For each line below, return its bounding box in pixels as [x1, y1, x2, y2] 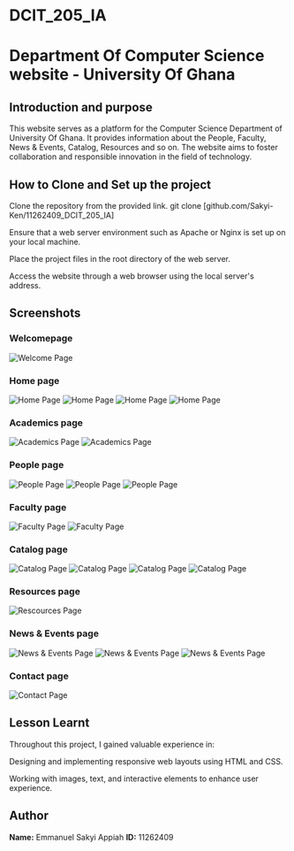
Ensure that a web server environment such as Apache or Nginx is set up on [9, 227, 286, 237]
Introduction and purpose [9, 99, 153, 115]
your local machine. [9, 236, 81, 247]
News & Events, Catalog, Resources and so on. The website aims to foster [9, 142, 278, 153]
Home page [9, 374, 60, 387]
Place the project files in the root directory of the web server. [9, 254, 231, 264]
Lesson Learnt [9, 716, 90, 731]
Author [9, 809, 49, 824]
